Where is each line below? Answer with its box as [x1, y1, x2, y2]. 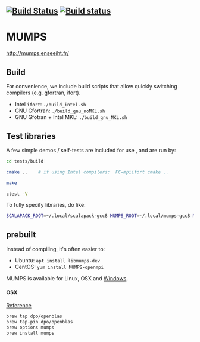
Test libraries [6, 131, 56, 141]
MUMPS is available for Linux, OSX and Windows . [6, 275, 128, 282]
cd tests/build [6, 158, 44, 164]
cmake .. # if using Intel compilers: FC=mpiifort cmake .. [6, 169, 169, 175]
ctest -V [6, 191, 28, 197]
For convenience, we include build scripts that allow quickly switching [6, 83, 177, 90]
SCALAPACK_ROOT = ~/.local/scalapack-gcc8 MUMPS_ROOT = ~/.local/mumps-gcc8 [6, 213, 190, 219]
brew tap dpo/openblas [6, 313, 62, 320]
